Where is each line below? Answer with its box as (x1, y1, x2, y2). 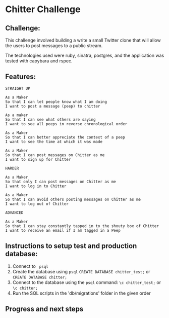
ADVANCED (5, 210, 24, 215)
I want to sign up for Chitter (5, 157, 71, 162)
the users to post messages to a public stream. (5, 43, 103, 49)
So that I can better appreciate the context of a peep (5, 134, 125, 140)
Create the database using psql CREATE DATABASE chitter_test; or (12, 268, 150, 274)
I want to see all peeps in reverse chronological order (5, 121, 128, 126)
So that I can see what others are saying (5, 117, 96, 122)
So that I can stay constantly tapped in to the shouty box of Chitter (5, 223, 159, 229)
